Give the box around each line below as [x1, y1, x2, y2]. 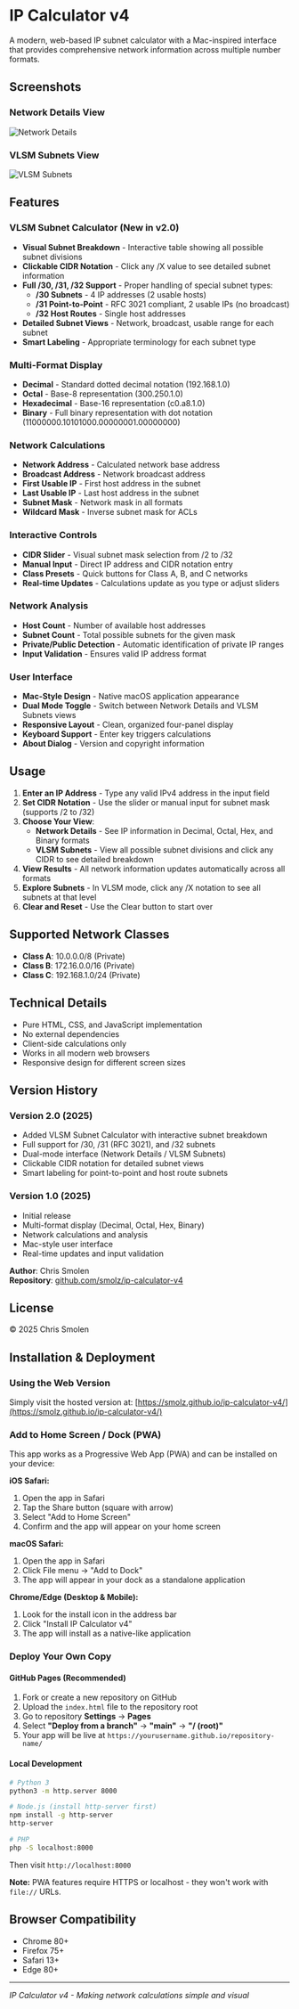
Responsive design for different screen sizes [21, 1057, 186, 1067]
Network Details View [9, 106, 105, 118]
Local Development [9, 1759, 83, 1769]
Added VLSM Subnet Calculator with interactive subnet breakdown [21, 1130, 268, 1140]
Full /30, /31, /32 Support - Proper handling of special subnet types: [21, 280, 273, 290]
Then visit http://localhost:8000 [9, 1859, 132, 1870]
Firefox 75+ [21, 1945, 65, 1956]
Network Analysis [9, 600, 89, 612]
